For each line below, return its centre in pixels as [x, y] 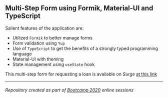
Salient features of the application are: [44, 28]
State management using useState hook [53, 64]
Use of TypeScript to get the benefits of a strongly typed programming [85, 48]
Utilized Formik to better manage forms [52, 37]
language [22, 53]
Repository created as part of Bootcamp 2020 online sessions [69, 90]
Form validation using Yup [38, 43]
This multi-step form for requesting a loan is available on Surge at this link [81, 74]
